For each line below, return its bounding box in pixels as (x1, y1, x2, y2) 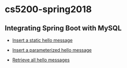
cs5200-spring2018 (5, 4, 92, 15)
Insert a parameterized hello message (12, 47, 92, 53)
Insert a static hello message (12, 37, 73, 43)
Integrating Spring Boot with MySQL (5, 24, 122, 32)
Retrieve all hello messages (12, 57, 70, 63)
